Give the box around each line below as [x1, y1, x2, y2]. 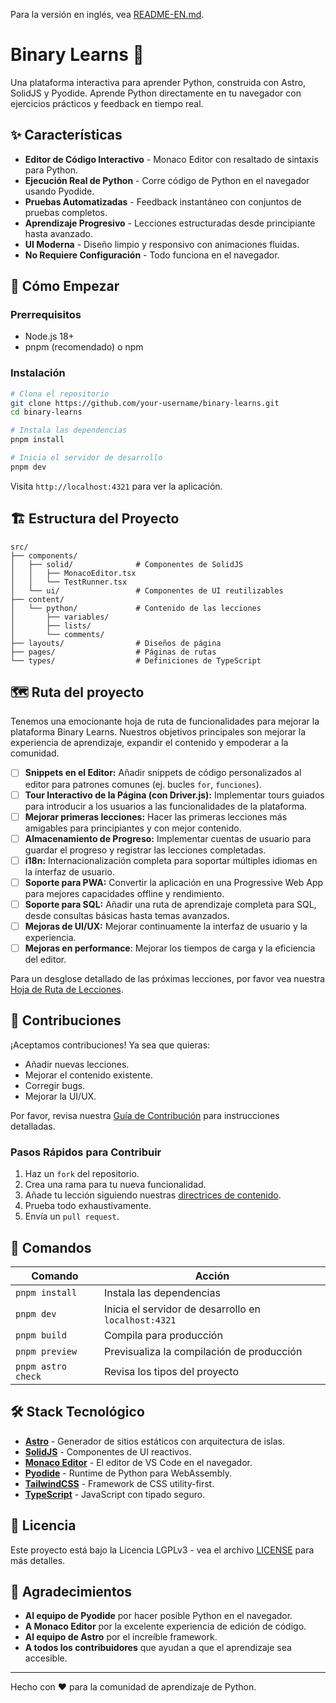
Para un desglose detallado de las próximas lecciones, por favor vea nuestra [10, 973, 326, 985]
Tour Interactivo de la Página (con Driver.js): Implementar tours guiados [24, 789, 325, 801]
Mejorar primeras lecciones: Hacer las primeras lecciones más [24, 810, 288, 823]
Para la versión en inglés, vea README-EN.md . [10, 9, 205, 20]
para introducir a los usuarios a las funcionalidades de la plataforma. [24, 800, 308, 812]
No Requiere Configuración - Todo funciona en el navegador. [24, 249, 280, 261]
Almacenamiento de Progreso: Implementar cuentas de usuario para [24, 832, 312, 844]
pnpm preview [15, 1345, 78, 1357]
